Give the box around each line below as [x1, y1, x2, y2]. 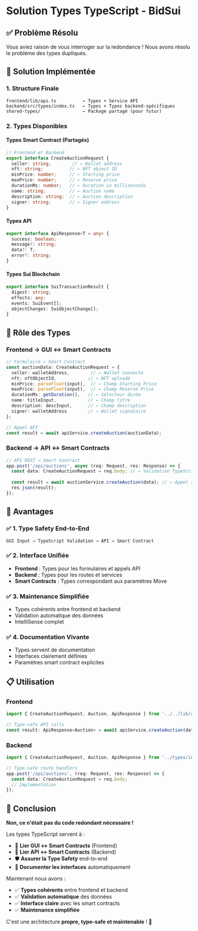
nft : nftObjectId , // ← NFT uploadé [11, 375, 131, 381]
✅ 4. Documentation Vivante [6, 633, 90, 641]
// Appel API [6, 424, 38, 430]
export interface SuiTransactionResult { [6, 284, 110, 290]
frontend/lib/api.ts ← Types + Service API [6, 98, 138, 104]
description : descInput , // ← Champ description [11, 403, 146, 409]
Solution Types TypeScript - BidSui [6, 4, 181, 18]
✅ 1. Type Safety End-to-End [6, 524, 90, 533]
